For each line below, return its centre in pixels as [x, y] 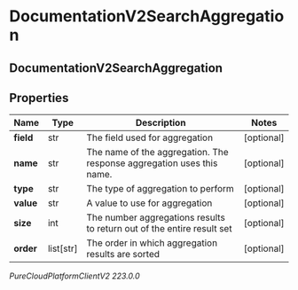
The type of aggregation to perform [161, 189]
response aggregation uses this [152, 163]
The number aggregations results [156, 217]
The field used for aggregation [150, 137]
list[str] [63, 248]
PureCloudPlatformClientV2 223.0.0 [74, 276]
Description [161, 123]
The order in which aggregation [152, 243]
